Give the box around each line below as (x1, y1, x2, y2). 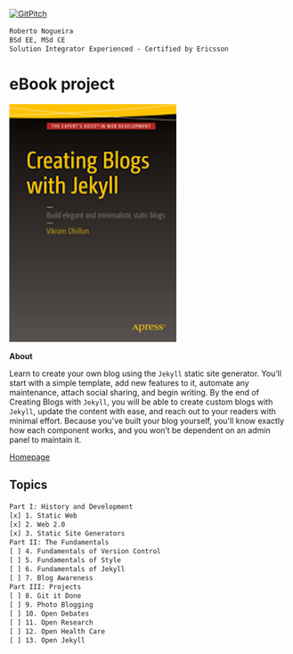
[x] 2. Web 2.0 (9, 519, 66, 529)
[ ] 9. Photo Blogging (9, 600, 94, 609)
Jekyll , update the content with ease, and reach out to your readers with (9, 405, 276, 416)
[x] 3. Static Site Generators (9, 528, 126, 538)
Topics (9, 478, 48, 493)
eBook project (9, 74, 115, 94)
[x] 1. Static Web (9, 511, 77, 520)
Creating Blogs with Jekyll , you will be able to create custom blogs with (9, 396, 273, 407)
